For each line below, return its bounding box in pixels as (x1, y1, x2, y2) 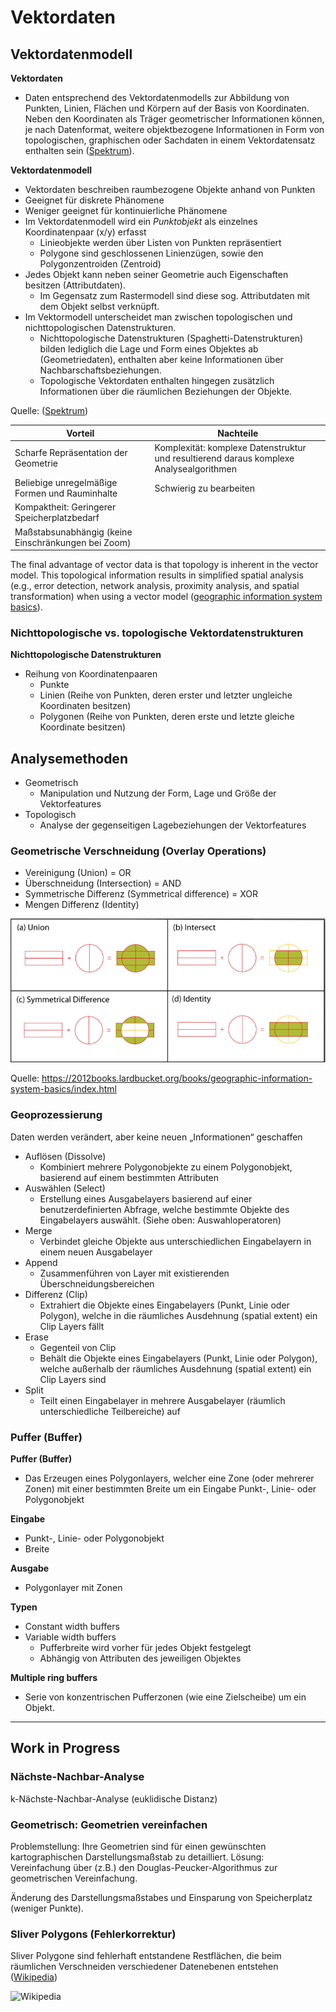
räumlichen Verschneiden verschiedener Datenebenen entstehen (10, 1961, 279, 1973)
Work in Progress (10, 1740, 121, 1757)
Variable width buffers (24, 1631, 117, 1643)
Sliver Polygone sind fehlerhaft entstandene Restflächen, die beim (10, 1950, 282, 1962)
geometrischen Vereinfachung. (10, 1872, 138, 1884)
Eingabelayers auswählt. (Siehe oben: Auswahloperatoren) (39, 1214, 282, 1226)
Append (24, 1256, 58, 1268)
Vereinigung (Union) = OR (24, 867, 132, 879)
